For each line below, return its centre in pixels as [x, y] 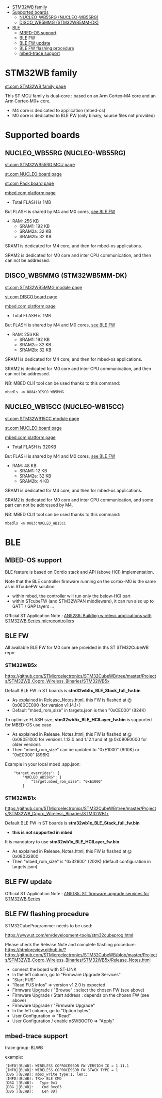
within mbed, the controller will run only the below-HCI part [71, 596]
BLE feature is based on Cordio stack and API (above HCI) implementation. [80, 572]
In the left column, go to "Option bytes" [51, 1010]
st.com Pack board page [30, 183]
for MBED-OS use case [28, 725]
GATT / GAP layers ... [33, 606]
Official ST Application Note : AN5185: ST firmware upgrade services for [77, 893]
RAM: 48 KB [24, 466]
